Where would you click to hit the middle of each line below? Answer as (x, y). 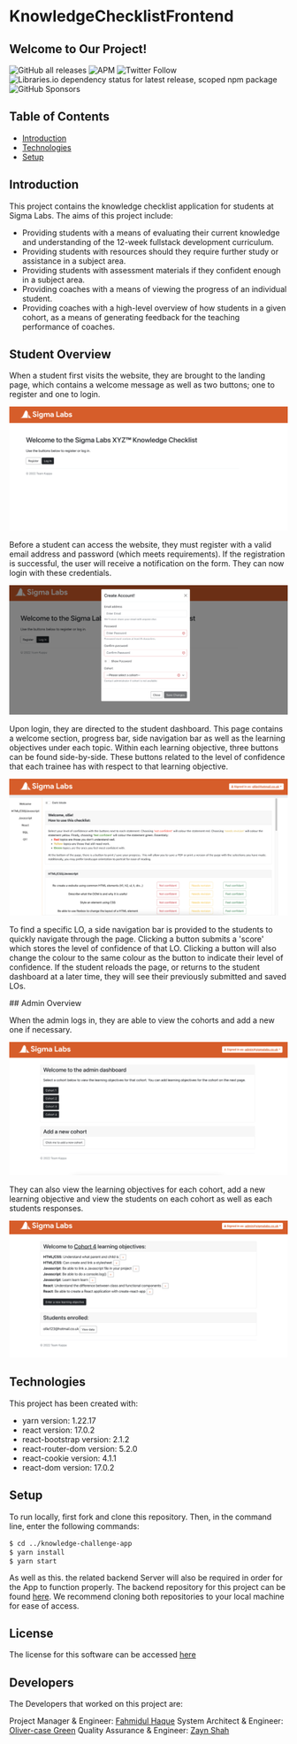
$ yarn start (33, 1561)
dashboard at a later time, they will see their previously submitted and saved (148, 977)
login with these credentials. (61, 572)
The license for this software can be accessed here (103, 1655)
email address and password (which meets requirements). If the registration (147, 554)
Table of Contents (60, 117)
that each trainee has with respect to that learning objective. (118, 766)
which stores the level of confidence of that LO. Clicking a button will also (143, 949)
